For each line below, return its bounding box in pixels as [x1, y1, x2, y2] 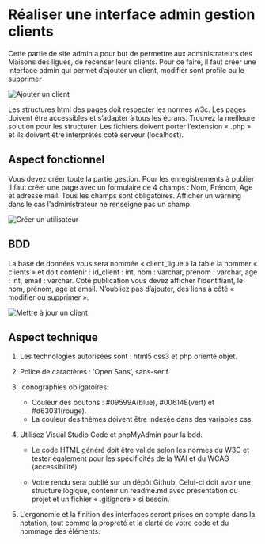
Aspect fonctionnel [8, 153, 105, 167]
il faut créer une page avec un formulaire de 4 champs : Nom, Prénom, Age [8, 182, 253, 192]
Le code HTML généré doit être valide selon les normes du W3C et [31, 446, 250, 455]
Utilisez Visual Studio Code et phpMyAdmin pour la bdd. [19, 430, 203, 439]
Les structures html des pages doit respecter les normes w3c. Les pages [8, 105, 247, 114]
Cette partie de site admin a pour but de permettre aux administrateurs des [8, 48, 253, 58]
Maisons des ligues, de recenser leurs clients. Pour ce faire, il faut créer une [8, 57, 256, 67]
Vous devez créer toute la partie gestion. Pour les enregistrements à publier [8, 174, 255, 183]
